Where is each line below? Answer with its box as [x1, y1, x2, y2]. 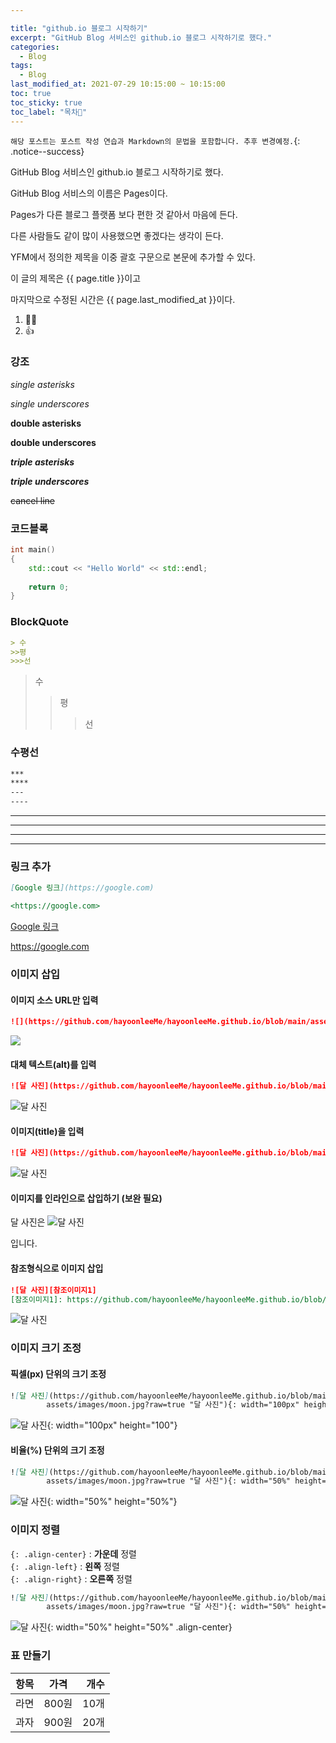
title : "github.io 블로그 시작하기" [10, 23, 148, 33]
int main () [10, 545, 56, 555]
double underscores [10, 436, 97, 448]
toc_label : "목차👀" [10, 107, 88, 117]
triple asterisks [10, 456, 75, 468]
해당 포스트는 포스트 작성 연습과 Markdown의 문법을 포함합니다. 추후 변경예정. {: [10, 134, 301, 146]
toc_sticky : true [10, 97, 83, 108]
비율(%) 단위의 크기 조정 [10, 1444, 105, 1456]
